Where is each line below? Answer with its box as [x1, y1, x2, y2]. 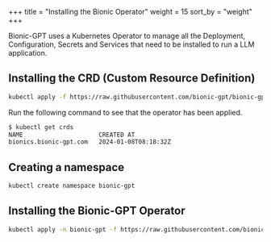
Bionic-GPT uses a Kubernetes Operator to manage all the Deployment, [8, 31, 246, 40]
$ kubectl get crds [8, 123, 74, 131]
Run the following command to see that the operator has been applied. [8, 107, 243, 117]
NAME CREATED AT [8, 131, 135, 139]
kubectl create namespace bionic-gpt [8, 181, 135, 190]
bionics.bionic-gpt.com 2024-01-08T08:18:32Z [8, 138, 172, 146]
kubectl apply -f [8, 93, 67, 101]
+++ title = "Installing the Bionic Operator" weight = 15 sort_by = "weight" [8, 7, 252, 16]
